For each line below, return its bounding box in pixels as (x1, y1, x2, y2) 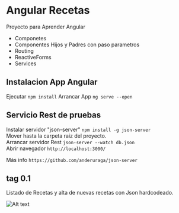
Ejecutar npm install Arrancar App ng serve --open (6, 93, 133, 100)
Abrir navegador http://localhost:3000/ (6, 145, 106, 152)
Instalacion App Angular (6, 77, 98, 87)
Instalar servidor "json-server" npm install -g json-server (6, 126, 151, 133)
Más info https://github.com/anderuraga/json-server (6, 156, 138, 163)
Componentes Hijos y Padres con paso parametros (14, 41, 140, 48)
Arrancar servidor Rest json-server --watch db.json (6, 138, 135, 145)
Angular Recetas (6, 4, 90, 17)
